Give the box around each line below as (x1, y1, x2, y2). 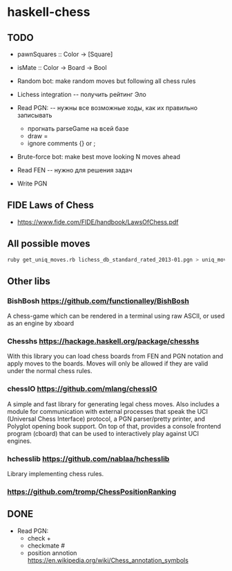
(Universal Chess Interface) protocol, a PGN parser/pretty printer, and (7, 415, 206, 423)
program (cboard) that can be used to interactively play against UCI (7, 429, 199, 437)
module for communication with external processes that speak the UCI (7, 407, 209, 415)
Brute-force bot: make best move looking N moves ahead (17, 153, 181, 161)
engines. (7, 437, 32, 445)
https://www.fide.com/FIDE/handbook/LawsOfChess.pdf (17, 217, 179, 226)
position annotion (27, 548, 77, 557)
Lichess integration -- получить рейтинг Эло (17, 91, 146, 98)
